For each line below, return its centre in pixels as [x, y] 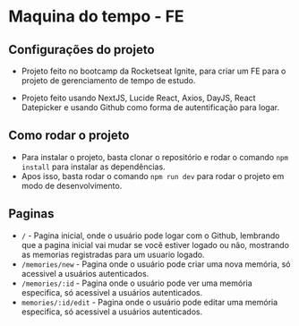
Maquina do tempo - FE [96, 17]
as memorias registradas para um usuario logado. [113, 254]
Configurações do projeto [81, 50]
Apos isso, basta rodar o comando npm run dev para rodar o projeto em [153, 176]
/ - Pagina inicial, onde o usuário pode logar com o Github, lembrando [150, 236]
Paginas [31, 214]
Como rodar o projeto [69, 136]
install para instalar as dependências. [94, 167]
